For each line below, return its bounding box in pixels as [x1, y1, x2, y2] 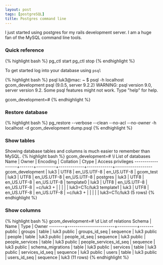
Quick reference [5, 47, 44, 54]
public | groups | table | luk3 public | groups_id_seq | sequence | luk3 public [5, 228, 157, 234]
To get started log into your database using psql [5, 67, 101, 73]
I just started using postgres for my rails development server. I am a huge [5, 30, 152, 36]
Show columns [5, 207, 41, 214]
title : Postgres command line [5, 16, 67, 21]
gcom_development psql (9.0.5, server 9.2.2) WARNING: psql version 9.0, [5, 82, 152, 88]
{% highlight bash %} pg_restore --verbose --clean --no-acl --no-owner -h [5, 120, 157, 126]
